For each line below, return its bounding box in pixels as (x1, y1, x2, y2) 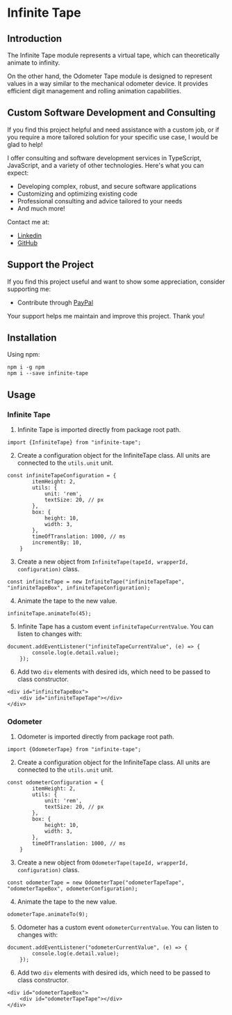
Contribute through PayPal (17, 298, 94, 307)
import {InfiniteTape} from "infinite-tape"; (7, 439, 141, 447)
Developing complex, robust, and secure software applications (17, 182, 197, 190)
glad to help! (7, 140, 43, 148)
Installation (7, 332, 57, 344)
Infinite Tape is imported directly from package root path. (17, 426, 181, 434)
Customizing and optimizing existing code (17, 189, 138, 198)
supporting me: (7, 284, 51, 293)
